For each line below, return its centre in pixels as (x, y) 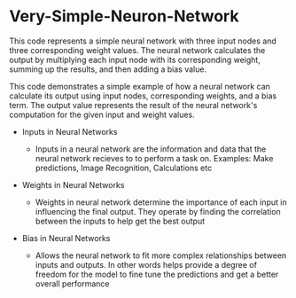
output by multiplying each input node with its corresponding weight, (135, 59)
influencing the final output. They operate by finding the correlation (158, 211)
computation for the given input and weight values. (102, 114)
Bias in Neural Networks (66, 238)
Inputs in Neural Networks (70, 131)
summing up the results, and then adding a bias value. (108, 69)
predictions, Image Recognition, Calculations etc (124, 168)
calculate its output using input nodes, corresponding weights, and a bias (143, 96)
